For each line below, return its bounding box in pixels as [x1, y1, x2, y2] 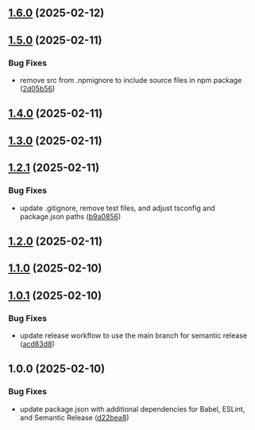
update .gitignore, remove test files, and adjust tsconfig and [19, 203, 216, 213]
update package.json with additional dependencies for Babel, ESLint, [19, 404, 245, 413]
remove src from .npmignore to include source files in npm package [19, 76, 242, 85]
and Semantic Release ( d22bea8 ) [19, 412, 129, 422]
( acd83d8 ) [19, 339, 55, 349]
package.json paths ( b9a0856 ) [19, 211, 122, 221]
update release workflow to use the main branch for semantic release [19, 330, 248, 341]
